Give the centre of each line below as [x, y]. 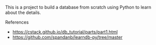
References [17, 22]
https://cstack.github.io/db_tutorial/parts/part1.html [65, 32]
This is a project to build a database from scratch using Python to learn [78, 7]
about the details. [23, 12]
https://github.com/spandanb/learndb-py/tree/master [67, 37]
